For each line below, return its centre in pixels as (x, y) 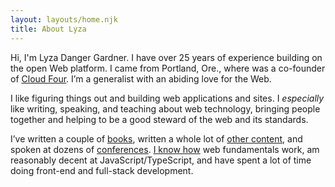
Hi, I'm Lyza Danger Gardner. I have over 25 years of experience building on (166, 57)
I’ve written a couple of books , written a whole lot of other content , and (156, 138)
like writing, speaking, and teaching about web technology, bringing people (165, 108)
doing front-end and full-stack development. (102, 170)
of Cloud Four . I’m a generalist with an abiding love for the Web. (141, 78)
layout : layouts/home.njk (64, 19)
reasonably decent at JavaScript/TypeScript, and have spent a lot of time (161, 160)
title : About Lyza (48, 29)
